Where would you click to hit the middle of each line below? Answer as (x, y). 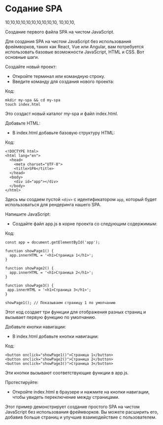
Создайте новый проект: (31, 67)
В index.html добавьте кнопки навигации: (55, 336)
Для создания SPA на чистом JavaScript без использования (68, 41)
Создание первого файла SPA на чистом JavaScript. (60, 32)
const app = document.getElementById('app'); (52, 242)
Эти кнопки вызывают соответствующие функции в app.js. (67, 373)
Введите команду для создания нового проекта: (63, 81)
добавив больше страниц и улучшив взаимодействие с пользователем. (81, 417)
